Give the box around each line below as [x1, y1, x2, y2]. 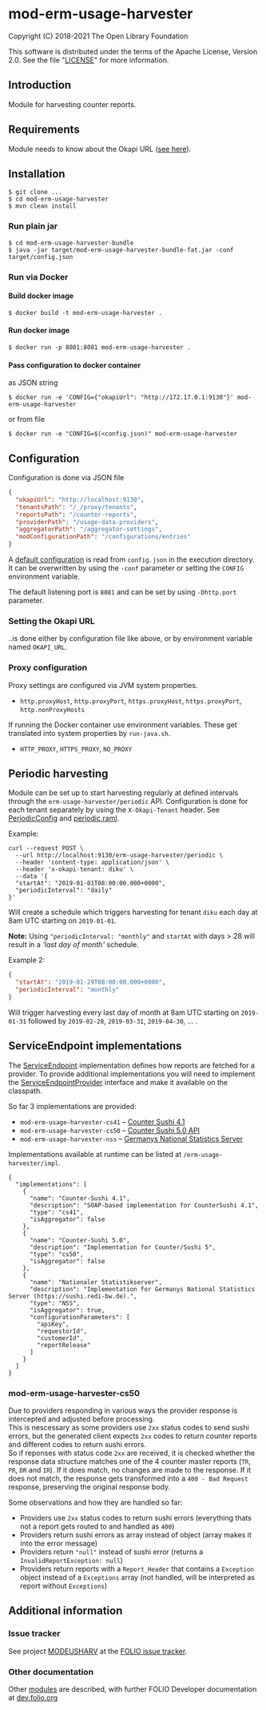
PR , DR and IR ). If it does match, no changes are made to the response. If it [8, 1465, 252, 1475]
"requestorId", [37, 1327, 88, 1335]
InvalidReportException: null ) [19, 1556, 124, 1565]
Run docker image [8, 325, 70, 336]
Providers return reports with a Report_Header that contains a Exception [19, 1564, 254, 1574]
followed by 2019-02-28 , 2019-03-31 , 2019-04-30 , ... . [27, 1016, 198, 1025]
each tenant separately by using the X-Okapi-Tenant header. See [8, 805, 220, 815]
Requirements [8, 123, 80, 137]
